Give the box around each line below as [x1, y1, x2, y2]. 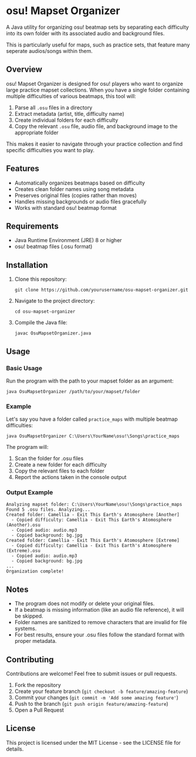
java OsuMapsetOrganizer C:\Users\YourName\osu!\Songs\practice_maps [6, 433, 180, 439]
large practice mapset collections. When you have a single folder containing [6, 86, 190, 93]
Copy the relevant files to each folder [14, 467, 104, 474]
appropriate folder [14, 129, 59, 136]
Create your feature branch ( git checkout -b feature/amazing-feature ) [14, 688, 188, 695]
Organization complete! [6, 568, 65, 574]
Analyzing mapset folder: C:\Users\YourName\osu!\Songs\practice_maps [6, 501, 183, 508]
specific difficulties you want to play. [6, 146, 95, 153]
